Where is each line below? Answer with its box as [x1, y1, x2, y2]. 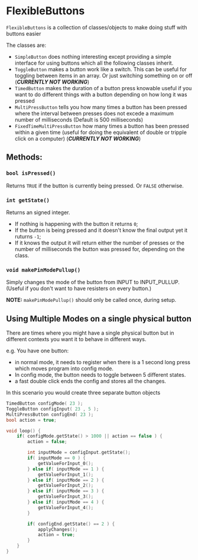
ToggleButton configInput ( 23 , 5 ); [6, 406, 99, 412]
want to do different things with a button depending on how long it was [14, 91, 187, 98]
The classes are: [6, 42, 47, 49]
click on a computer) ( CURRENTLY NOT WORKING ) [14, 135, 141, 142]
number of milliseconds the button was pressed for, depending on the [14, 245, 185, 253]
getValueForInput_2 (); [37, 482, 94, 489]
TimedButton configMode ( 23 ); [6, 400, 83, 407]
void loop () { [6, 428, 41, 434]
